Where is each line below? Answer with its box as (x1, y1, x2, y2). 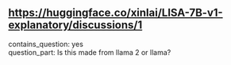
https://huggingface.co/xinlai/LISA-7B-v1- (8, 6, 224, 20)
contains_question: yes (8, 39, 83, 49)
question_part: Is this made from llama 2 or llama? (8, 47, 171, 57)
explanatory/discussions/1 (8, 19, 143, 32)
